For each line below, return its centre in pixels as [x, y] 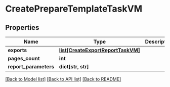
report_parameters [31, 67]
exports [17, 50]
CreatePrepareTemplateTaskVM [74, 9]
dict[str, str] [74, 67]
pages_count [24, 58]
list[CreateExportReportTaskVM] [99, 50]
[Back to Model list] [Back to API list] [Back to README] [63, 79]
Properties [22, 28]
